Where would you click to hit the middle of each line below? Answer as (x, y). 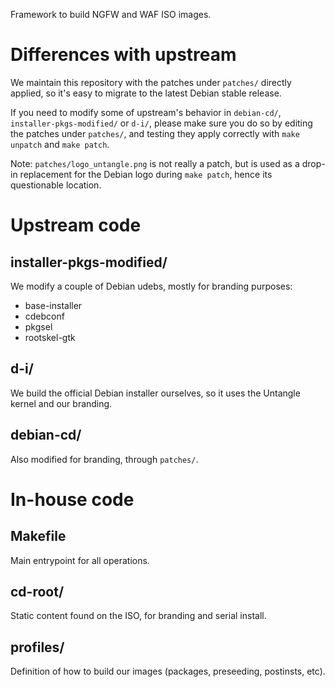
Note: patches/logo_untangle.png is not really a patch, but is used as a (155, 163)
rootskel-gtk (50, 337)
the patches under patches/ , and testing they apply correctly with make (155, 133)
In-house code (72, 499)
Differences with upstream (123, 55)
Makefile (38, 536)
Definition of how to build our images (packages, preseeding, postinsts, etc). (168, 671)
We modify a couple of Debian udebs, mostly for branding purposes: (151, 286)
